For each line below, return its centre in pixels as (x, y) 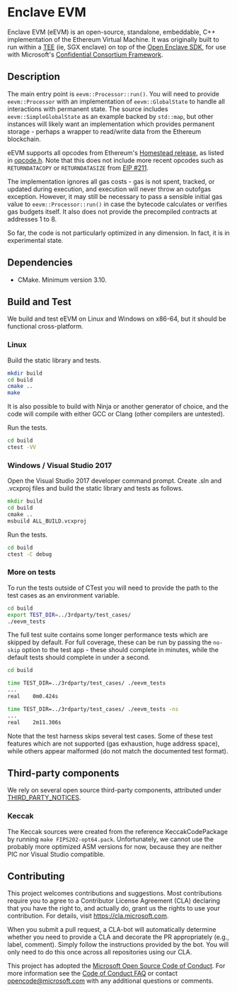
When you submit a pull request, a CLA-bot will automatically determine (112, 930)
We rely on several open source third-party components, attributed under (114, 790)
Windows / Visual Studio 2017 (60, 465)
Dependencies (40, 263)
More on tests (32, 572)
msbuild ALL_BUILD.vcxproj (47, 521)
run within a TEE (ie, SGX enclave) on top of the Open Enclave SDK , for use (117, 47)
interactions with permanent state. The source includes (88, 109)
